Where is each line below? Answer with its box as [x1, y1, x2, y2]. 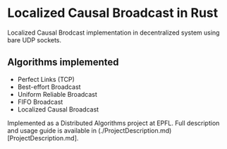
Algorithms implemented [7, 56, 119, 68]
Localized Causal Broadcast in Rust [7, 5, 219, 21]
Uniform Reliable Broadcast [17, 90, 97, 98]
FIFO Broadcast [17, 97, 63, 106]
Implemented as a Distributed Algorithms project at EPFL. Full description [7, 119, 220, 127]
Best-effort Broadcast [17, 83, 81, 91]
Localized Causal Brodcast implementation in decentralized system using [7, 28, 220, 37]
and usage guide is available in [7, 126, 97, 135]
